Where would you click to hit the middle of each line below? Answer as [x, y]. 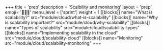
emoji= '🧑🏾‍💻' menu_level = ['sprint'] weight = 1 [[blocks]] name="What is [79, 12]
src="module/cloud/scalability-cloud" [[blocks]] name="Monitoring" [74, 38]
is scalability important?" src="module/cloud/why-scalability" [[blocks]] [78, 22]
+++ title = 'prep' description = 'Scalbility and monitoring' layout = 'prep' [79, 7]
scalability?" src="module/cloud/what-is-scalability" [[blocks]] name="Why [81, 17]
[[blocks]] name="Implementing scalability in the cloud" [62, 33]
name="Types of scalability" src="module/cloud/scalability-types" [72, 28]
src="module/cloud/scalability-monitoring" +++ [53, 43]
